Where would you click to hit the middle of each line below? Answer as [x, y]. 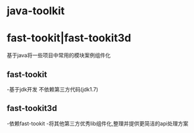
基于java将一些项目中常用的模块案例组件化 [59, 55]
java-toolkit [36, 11]
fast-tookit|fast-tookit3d [69, 38]
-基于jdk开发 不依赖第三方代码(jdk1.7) [53, 89]
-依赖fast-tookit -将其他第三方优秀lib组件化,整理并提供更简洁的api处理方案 [98, 123]
